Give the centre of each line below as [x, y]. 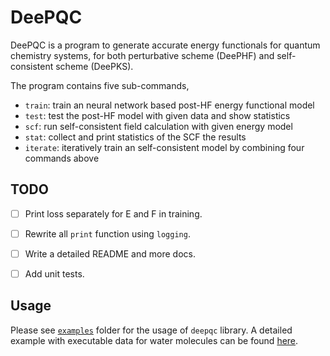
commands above [62, 158]
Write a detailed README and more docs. [110, 253]
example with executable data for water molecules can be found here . [154, 340]
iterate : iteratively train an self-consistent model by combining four [164, 147]
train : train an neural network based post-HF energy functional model [169, 105]
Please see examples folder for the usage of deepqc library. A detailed [151, 330]
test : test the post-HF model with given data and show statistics [157, 115]
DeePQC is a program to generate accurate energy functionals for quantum [165, 45]
